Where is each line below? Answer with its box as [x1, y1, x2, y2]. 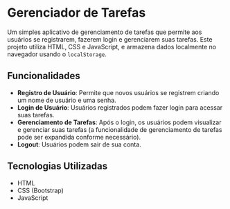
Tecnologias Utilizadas [7, 160, 108, 172]
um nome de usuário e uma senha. [17, 96, 116, 104]
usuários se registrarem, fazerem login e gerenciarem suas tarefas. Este [7, 35, 213, 43]
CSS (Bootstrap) [17, 186, 64, 194]
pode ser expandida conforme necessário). [17, 133, 141, 141]
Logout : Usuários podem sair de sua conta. [17, 140, 142, 149]
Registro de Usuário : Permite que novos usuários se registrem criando [17, 88, 220, 97]
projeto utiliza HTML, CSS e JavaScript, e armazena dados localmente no [7, 42, 217, 51]
